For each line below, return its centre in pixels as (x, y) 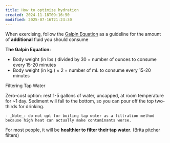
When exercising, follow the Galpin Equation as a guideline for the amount (83, 34)
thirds (12, 107)
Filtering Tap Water (25, 86)
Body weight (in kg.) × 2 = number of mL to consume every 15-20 (82, 70)
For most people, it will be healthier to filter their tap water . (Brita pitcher (83, 130)
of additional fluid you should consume (47, 39)
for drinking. (31, 107)
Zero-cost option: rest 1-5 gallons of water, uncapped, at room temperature (84, 96)
